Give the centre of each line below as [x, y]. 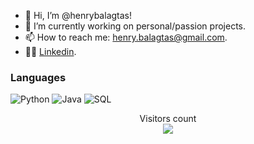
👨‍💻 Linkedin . [50, 51]
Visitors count [168, 119]
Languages [38, 77]
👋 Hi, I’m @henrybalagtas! [78, 15]
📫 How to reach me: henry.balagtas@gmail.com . [126, 37]
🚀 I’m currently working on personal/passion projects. [135, 26]
